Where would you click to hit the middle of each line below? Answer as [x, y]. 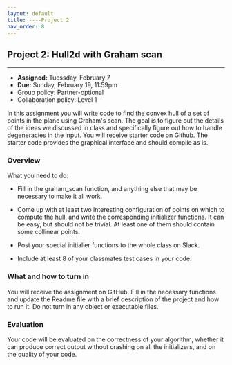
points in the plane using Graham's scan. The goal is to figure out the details [116, 121]
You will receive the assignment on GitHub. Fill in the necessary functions [112, 292]
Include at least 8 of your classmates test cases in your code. [104, 259]
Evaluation [25, 324]
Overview [24, 161]
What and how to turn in [48, 276]
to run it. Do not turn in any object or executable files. [83, 306]
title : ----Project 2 [38, 20]
